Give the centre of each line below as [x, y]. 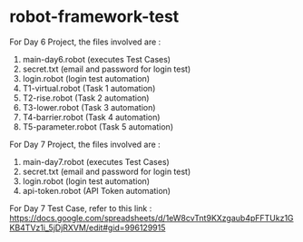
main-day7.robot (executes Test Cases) [96, 161]
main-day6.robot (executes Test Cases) [96, 59]
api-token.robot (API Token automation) [96, 190]
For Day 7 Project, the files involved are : [85, 144]
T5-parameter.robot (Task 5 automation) [98, 126]
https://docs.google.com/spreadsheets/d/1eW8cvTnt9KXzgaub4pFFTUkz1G [151, 218]
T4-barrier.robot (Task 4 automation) [91, 117]
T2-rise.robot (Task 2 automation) [86, 98]
